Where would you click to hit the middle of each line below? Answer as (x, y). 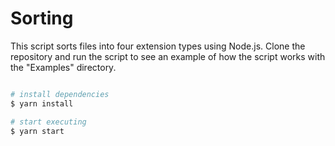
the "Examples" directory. (63, 67)
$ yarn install (42, 103)
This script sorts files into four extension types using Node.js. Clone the (158, 46)
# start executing (48, 122)
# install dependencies (60, 94)
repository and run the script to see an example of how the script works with (168, 56)
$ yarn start (37, 131)
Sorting (42, 18)
